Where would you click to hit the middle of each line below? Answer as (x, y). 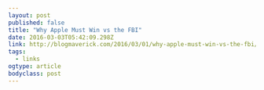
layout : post (29, 15)
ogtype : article (35, 67)
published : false (37, 23)
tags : (17, 52)
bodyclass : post (35, 74)
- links (28, 59)
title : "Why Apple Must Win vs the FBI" (75, 30)
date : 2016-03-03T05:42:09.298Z (61, 37)
